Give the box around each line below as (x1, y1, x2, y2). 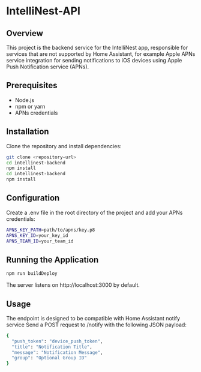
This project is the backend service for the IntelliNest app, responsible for (6, 44, 188, 51)
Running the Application (6, 254, 99, 265)
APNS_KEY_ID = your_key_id (6, 232, 68, 238)
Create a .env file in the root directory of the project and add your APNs (6, 209, 183, 216)
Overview (6, 28, 44, 38)
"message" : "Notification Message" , (11, 349, 103, 355)
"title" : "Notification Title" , (11, 344, 93, 350)
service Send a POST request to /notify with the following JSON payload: (6, 321, 187, 328)
